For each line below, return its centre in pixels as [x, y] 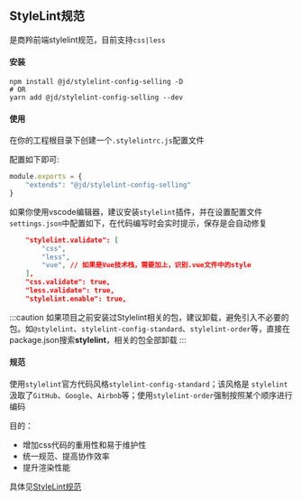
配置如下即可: [35, 160]
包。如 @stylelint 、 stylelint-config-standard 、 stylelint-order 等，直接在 [150, 329]
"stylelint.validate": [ [72, 240]
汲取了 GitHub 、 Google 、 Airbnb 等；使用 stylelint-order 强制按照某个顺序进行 [151, 395]
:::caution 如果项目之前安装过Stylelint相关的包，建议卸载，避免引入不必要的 [149, 317]
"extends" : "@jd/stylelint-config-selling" [109, 185]
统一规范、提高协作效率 [66, 456]
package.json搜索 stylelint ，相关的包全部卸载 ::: [98, 339]
